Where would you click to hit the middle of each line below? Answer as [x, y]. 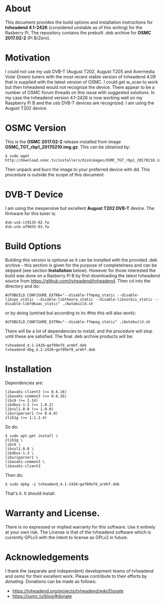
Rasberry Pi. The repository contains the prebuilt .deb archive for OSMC [78, 33]
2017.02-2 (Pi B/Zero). [28, 38]
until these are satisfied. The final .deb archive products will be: [69, 336]
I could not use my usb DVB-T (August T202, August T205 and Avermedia [80, 71]
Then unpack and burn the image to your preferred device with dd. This [78, 169]
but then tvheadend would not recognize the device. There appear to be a [80, 87]
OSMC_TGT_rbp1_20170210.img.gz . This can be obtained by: [68, 147]
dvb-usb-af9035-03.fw [27, 227]
